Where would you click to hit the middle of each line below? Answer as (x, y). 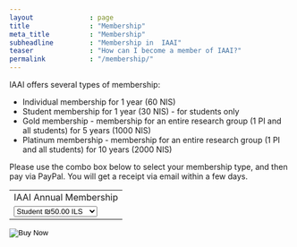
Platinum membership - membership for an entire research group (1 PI (151, 140)
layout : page (62, 17)
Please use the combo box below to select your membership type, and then (148, 167)
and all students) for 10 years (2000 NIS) (97, 149)
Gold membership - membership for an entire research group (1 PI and (152, 121)
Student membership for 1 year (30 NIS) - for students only (131, 111)
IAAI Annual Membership (66, 197)
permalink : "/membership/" (81, 59)
